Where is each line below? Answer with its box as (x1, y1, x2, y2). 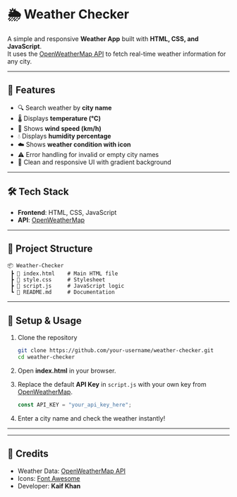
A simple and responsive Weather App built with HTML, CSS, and (7, 34, 199, 43)
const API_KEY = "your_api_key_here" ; (17, 401, 132, 408)
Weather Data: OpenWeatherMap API (17, 467, 126, 475)
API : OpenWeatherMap (17, 216, 85, 224)
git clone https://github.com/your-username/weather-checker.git (17, 347, 214, 354)
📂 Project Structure (7, 242, 93, 255)
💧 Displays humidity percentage (17, 131, 111, 140)
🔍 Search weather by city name (17, 103, 112, 112)
